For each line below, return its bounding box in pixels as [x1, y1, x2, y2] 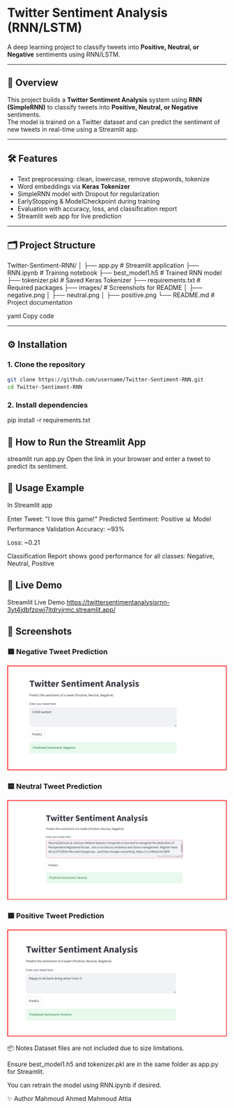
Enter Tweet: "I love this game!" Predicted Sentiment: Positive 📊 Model [7, 515, 211, 523]
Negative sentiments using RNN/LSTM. [7, 50, 120, 59]
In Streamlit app [7, 501, 53, 509]
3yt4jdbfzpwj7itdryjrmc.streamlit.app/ [7, 605, 116, 614]
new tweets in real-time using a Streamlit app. [7, 125, 139, 133]
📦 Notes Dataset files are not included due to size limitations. [7, 1044, 185, 1052]
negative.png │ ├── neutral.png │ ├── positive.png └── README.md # [7, 291, 215, 299]
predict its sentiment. [7, 462, 68, 470]
